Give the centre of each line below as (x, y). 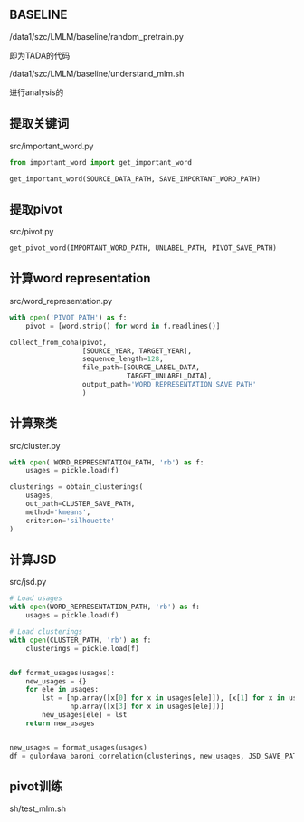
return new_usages (60, 723)
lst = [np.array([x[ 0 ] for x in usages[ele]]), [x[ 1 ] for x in (163, 698)
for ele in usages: (62, 690)
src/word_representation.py (61, 301)
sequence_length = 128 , (123, 359)
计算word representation (80, 278)
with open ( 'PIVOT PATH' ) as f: (68, 317)
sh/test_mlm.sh (38, 808)
